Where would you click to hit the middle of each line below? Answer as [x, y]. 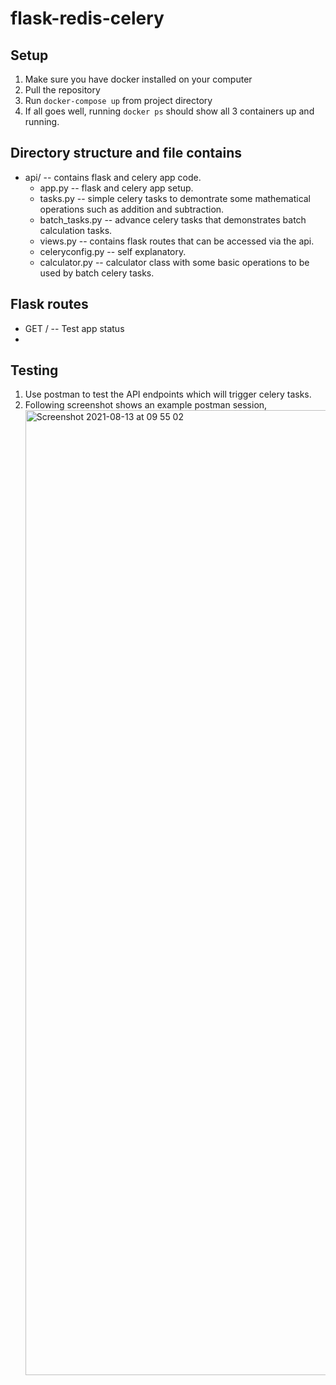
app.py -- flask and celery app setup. [116, 188]
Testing [34, 370]
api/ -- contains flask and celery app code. [113, 177]
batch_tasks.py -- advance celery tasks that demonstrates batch [173, 219]
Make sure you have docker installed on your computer [138, 79]
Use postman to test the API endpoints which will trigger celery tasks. [168, 394]
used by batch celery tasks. [97, 273]
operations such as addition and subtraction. [132, 209]
